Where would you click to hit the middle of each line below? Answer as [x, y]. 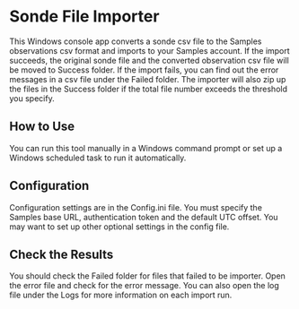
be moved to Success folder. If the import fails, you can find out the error [144, 70]
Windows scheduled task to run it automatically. [98, 158]
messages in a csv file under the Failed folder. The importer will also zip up [148, 79]
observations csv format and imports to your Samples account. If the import [149, 50]
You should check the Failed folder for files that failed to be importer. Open [147, 276]
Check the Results [62, 254]
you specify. [32, 98]
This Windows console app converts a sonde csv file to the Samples [136, 41]
